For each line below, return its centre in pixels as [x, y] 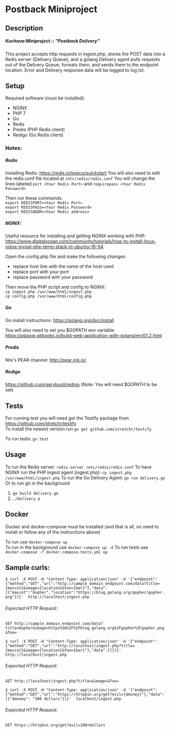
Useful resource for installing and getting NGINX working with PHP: [76, 236]
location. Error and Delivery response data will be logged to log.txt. [75, 70]
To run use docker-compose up [36, 541]
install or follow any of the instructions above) [53, 532]
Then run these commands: [34, 198]
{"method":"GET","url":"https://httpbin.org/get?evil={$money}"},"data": [85, 694]
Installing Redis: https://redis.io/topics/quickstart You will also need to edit [83, 173]
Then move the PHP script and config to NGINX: [56, 287]
